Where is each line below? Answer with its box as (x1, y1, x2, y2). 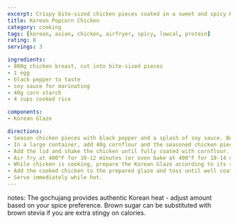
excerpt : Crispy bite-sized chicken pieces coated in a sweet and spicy (7, 10, 227, 18)
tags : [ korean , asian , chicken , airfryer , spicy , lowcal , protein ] (7, 30, 211, 38)
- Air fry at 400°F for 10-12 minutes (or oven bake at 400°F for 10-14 (7, 154, 227, 162)
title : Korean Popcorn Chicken (7, 17, 100, 24)
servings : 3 (7, 43, 42, 50)
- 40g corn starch (7, 89, 62, 96)
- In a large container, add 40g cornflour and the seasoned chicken (7, 141, 217, 148)
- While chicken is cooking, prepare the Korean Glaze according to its (7, 161, 227, 168)
